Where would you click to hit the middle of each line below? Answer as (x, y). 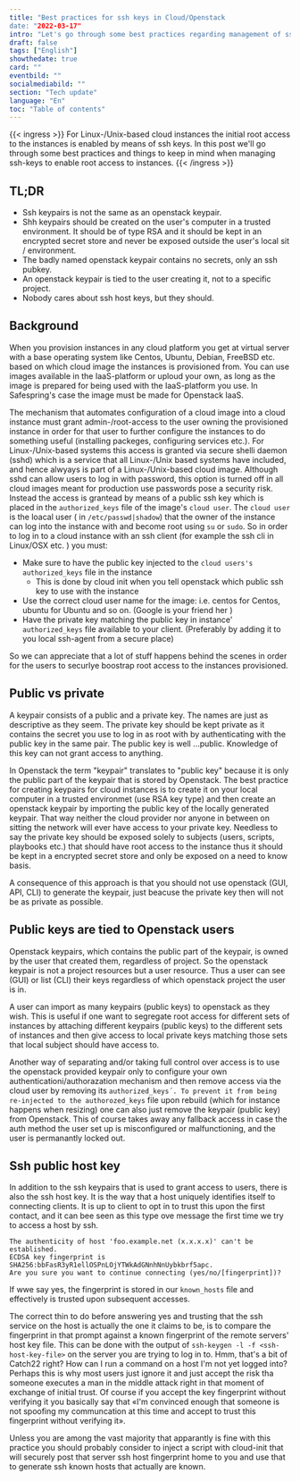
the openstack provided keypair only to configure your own (118, 1071)
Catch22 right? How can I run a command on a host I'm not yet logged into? (149, 1364)
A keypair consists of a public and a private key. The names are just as (139, 715)
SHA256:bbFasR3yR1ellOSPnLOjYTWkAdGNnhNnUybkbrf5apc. (112, 1266)
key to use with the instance (87, 591)
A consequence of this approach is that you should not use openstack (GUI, (149, 882)
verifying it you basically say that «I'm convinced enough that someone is (144, 1402)
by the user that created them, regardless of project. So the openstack (139, 961)
